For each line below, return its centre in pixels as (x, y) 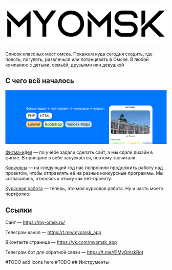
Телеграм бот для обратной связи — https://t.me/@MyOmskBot (74, 252)
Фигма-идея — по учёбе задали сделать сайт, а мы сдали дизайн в (79, 152)
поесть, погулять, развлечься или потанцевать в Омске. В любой (77, 59)
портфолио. (18, 194)
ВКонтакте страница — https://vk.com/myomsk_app (61, 242)
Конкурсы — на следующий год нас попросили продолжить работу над (84, 168)
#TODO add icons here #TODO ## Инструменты (57, 262)
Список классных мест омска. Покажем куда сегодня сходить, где (79, 54)
